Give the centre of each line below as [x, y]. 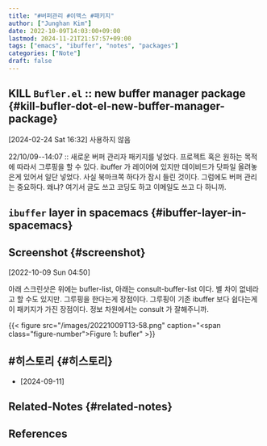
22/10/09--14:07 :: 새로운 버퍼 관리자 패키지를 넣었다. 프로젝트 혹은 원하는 [125, 156]
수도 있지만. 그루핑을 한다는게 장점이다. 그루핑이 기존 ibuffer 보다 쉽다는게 [142, 299]
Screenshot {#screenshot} [77, 252]
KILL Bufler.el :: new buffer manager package [127, 94]
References [38, 434]
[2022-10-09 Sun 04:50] [50, 272]
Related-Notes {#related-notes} [91, 407]
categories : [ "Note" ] [45, 53]
